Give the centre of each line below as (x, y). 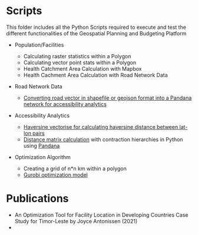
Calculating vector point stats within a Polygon (80, 62)
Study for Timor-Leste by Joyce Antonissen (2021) (76, 221)
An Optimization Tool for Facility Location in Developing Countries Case (101, 215)
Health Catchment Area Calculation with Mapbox (82, 68)
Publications (37, 199)
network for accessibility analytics (65, 104)
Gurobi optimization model (56, 174)
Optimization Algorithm (42, 157)
